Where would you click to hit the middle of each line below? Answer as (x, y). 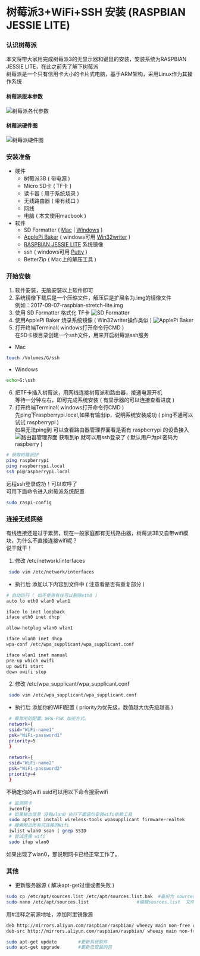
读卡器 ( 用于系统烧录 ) (51, 193)
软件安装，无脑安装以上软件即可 (54, 291)
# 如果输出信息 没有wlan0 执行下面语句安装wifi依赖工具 (71, 814)
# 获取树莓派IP (23, 455)
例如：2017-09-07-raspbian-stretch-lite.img (69, 306)
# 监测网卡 (21, 803)
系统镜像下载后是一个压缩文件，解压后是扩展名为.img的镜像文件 (93, 298)
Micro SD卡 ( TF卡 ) (48, 186)
